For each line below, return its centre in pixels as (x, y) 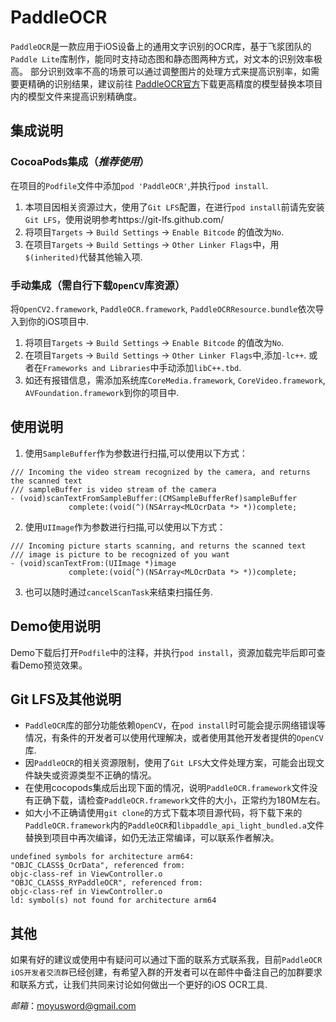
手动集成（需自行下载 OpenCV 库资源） (98, 285)
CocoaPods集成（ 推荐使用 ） (80, 162)
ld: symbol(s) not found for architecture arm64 (113, 901)
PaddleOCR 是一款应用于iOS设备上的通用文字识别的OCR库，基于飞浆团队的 (161, 46)
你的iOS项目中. (58, 321)
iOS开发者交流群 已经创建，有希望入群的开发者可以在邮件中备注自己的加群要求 (166, 972)
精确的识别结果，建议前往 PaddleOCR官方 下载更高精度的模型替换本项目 (175, 83)
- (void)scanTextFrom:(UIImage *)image (93, 563)
